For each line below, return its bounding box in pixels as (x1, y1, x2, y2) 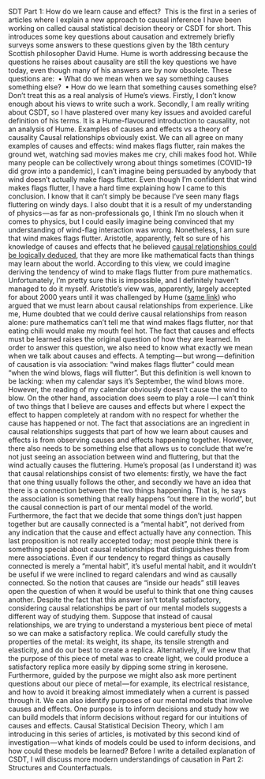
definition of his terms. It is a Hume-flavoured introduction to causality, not (8, 116, 251, 125)
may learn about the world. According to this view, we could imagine (8, 259, 231, 268)
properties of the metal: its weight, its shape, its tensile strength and (8, 637, 230, 646)
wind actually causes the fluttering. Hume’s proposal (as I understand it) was (8, 460, 257, 470)
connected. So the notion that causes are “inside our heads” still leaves (8, 578, 241, 588)
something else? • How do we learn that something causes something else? (8, 82, 257, 92)
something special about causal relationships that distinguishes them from (8, 545, 250, 554)
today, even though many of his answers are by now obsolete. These (8, 66, 233, 74)
